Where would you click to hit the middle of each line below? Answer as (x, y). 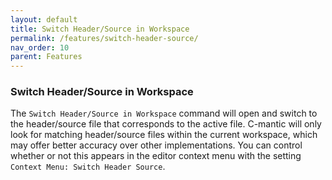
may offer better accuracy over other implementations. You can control (156, 145)
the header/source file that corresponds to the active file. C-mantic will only (166, 124)
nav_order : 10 (40, 47)
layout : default (44, 19)
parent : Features (46, 57)
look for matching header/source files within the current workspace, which (164, 135)
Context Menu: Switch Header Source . (88, 167)
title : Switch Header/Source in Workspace (100, 29)
